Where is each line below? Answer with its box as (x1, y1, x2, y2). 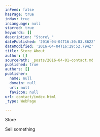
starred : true (5, 26, 34, 31)
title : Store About (5, 48, 45, 53)
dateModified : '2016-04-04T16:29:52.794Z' (5, 44, 94, 49)
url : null (9, 85, 30, 90)
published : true (5, 62, 38, 67)
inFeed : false (5, 7, 34, 12)
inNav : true (5, 16, 30, 21)
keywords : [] (5, 30, 32, 35)
